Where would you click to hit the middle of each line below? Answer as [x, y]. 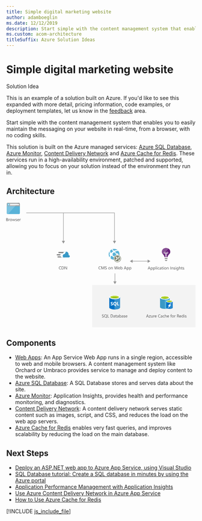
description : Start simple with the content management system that [94, 29]
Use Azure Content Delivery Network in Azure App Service [88, 493]
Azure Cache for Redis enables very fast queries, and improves [93, 428]
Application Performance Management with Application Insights [94, 487]
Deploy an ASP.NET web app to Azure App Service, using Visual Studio [103, 468]
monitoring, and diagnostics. [50, 402]
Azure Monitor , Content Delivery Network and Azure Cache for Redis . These [100, 153]
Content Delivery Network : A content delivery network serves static [99, 409]
